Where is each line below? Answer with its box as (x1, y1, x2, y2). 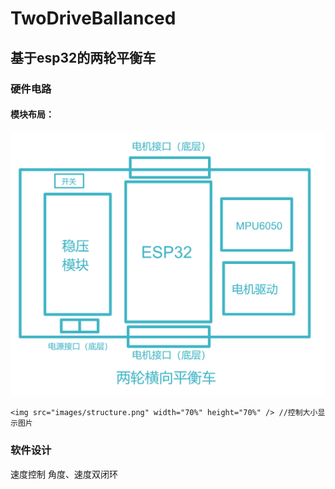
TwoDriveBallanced (10, 7, 177, 30)
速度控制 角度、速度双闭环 (10, 468, 118, 480)
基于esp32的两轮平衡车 (10, 49, 157, 66)
